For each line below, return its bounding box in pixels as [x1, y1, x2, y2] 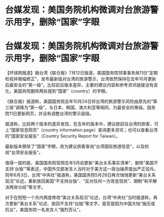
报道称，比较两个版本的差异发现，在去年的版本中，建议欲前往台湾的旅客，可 [5, 121, 159, 127]
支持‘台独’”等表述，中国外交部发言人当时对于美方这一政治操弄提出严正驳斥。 [5, 166, 159, 172]
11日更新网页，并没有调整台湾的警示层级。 [9, 110, 94, 117]
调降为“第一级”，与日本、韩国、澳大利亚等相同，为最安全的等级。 [15, 105, 147, 110]
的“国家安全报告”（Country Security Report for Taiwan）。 [5, 133, 121, 139]
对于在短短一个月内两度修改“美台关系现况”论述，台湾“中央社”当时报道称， [5, 195, 153, 200]
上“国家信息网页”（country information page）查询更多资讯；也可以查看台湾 [5, 127, 158, 133]
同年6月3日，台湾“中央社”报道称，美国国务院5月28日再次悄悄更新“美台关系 [5, 172, 156, 178]
